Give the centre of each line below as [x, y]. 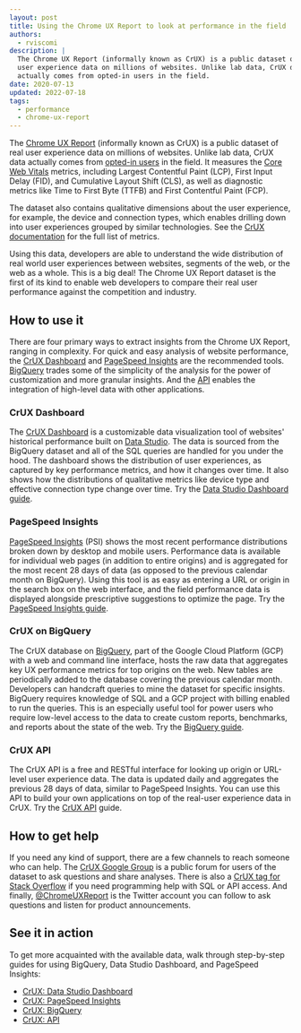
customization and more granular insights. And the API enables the [133, 379]
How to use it [47, 320]
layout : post [34, 17]
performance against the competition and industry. [103, 292]
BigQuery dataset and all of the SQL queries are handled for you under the [146, 451]
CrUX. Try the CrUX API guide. [66, 808]
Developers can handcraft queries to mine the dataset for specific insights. [147, 689]
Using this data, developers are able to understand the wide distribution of [146, 254]
